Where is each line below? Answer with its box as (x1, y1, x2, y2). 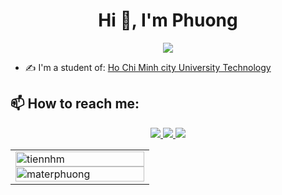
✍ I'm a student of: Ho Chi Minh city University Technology (24, 61, 272, 73)
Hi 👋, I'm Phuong (98, 9, 238, 32)
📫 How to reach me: (10, 95, 140, 113)
